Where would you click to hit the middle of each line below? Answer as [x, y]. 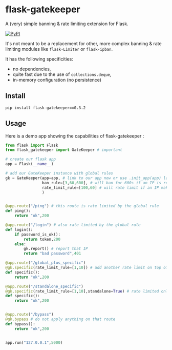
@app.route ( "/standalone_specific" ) [44, 286]
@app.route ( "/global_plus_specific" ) [46, 263]
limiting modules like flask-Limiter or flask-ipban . [59, 49]
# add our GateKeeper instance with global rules [59, 173]
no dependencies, [32, 69]
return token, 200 [42, 239]
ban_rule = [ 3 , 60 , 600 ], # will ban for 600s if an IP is [101, 183]
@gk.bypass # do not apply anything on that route [60, 319]
